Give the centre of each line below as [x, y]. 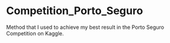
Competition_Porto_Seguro [75, 11]
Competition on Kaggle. [35, 33]
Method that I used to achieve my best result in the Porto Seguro [85, 27]
